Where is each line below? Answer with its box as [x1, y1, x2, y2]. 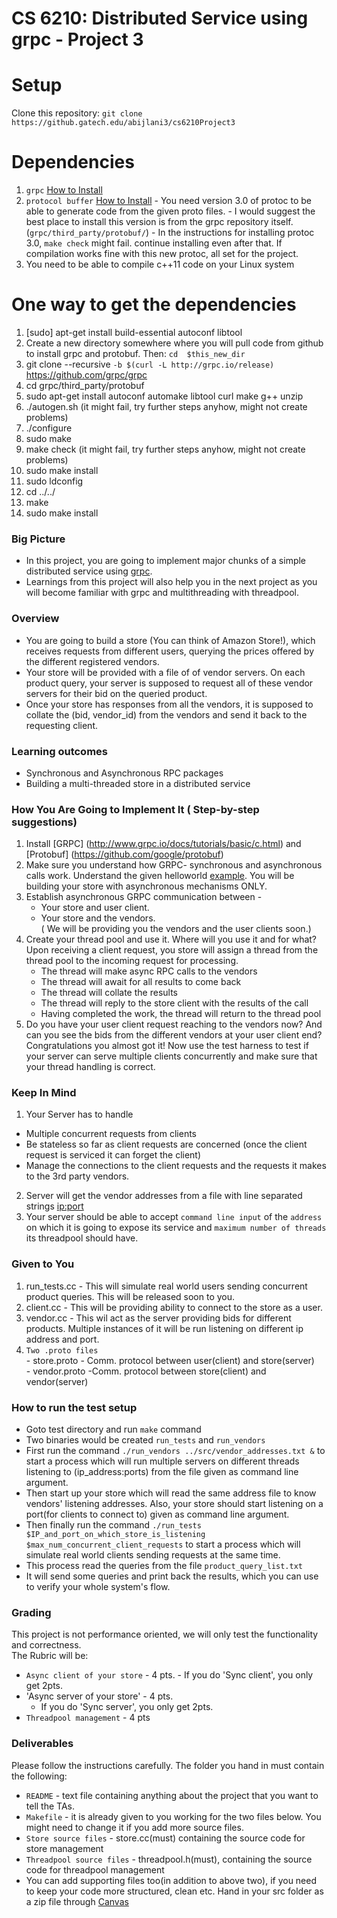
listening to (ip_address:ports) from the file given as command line [25, 1466, 299, 1478]
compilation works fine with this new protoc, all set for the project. [25, 248, 299, 260]
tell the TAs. [25, 1800, 76, 1812]
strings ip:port [25, 1200, 84, 1212]
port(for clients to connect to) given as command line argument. [25, 1508, 290, 1521]
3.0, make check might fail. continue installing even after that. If [25, 237, 283, 249]
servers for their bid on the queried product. [25, 687, 208, 699]
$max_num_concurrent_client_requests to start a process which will [25, 1538, 301, 1551]
